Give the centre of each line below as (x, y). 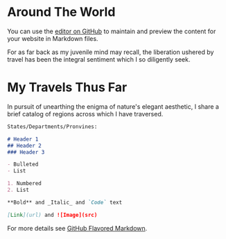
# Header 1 (23, 139)
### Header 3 (26, 152)
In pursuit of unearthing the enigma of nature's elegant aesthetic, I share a (113, 106)
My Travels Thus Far (67, 88)
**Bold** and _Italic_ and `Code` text (65, 202)
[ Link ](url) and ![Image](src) (52, 215)
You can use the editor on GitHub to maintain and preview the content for (112, 31)
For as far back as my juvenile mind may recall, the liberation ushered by (111, 52)
